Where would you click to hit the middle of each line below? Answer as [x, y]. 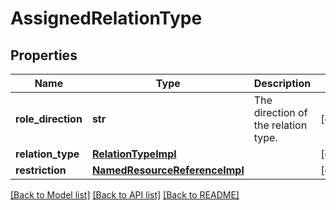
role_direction [49, 119]
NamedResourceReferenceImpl [168, 170]
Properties [44, 55]
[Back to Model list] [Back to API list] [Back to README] [125, 195]
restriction [41, 170]
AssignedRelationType [106, 18]
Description [282, 83]
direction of [280, 112]
